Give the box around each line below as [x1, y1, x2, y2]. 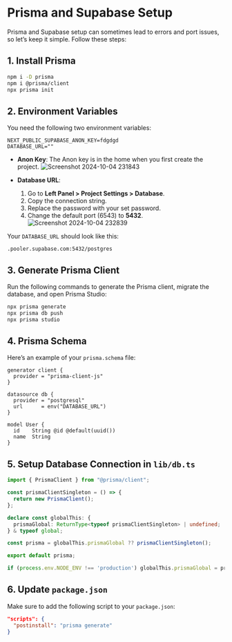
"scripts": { [7, 615, 45, 623]
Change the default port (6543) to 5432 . [27, 211, 144, 220]
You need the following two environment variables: [7, 124, 152, 132]
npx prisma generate [7, 303, 67, 310]
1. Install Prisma [7, 55, 76, 67]
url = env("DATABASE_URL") [13, 403, 107, 410]
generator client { [7, 367, 64, 374]
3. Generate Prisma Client [7, 264, 119, 276]
